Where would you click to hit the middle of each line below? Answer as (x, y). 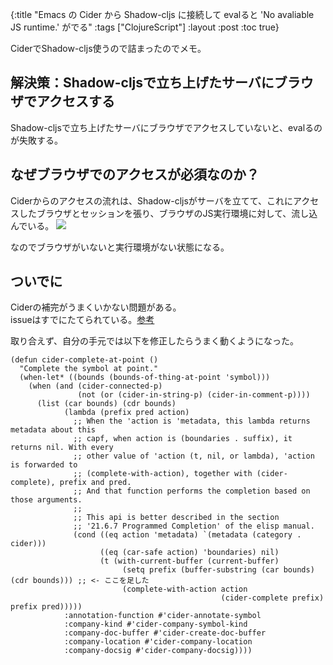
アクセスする (75, 101)
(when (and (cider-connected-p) (95, 386)
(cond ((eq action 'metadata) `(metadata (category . (187, 535)
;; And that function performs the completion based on (192, 491)
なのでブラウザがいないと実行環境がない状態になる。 (120, 247)
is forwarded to (44, 465)
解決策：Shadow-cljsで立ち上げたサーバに (142, 83)
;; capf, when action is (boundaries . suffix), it (183, 439)
